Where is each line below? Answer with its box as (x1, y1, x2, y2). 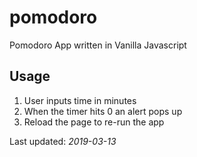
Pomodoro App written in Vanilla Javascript (9, 39, 187, 51)
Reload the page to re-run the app (23, 116, 165, 128)
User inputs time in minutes (23, 94, 137, 106)
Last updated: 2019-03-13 (9, 135, 117, 147)
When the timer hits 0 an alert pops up (23, 105, 183, 117)
